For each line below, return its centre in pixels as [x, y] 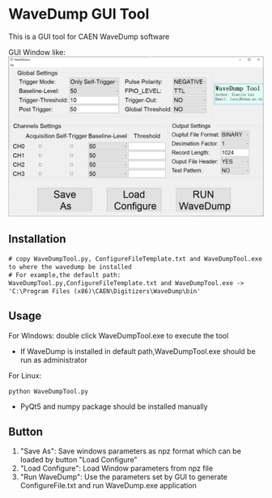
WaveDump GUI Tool [79, 14]
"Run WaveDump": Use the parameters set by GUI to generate [124, 477]
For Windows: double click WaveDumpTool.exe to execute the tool [119, 335]
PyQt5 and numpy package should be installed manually [114, 406]
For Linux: [25, 375]
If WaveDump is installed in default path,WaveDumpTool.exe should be [138, 351]
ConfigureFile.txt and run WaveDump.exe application [108, 486]
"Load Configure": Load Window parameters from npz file [116, 468]
